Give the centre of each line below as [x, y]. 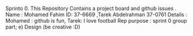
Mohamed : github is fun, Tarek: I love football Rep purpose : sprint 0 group [96, 21]
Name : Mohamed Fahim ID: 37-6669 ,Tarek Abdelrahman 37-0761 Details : [96, 15]
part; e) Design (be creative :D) [43, 27]
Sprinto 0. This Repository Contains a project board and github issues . [91, 8]
